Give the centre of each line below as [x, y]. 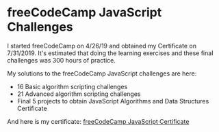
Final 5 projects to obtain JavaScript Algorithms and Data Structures [113, 101]
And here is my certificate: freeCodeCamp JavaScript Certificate [98, 121]
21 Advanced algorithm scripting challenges [79, 94]
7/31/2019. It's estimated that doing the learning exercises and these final [110, 53]
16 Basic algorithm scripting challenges [72, 86]
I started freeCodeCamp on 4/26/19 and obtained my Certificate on [102, 46]
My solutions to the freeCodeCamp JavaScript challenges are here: [102, 73]
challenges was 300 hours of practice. [62, 60]
